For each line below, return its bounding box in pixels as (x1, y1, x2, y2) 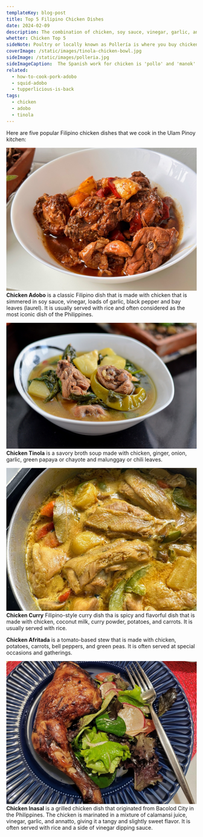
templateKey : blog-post (6, 10, 66, 16)
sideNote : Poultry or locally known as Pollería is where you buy (6, 42, 177, 48)
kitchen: (6, 135, 27, 143)
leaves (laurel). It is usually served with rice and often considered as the (6, 304, 185, 311)
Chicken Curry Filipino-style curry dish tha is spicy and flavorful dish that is (6, 611, 195, 619)
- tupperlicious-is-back (11, 86, 74, 93)
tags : (6, 93, 20, 99)
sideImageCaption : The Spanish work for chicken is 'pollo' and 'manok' (6, 60, 196, 67)
